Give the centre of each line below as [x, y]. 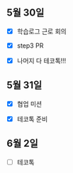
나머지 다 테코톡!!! [41, 61]
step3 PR [30, 46]
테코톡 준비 [32, 119]
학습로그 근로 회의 [41, 31]
